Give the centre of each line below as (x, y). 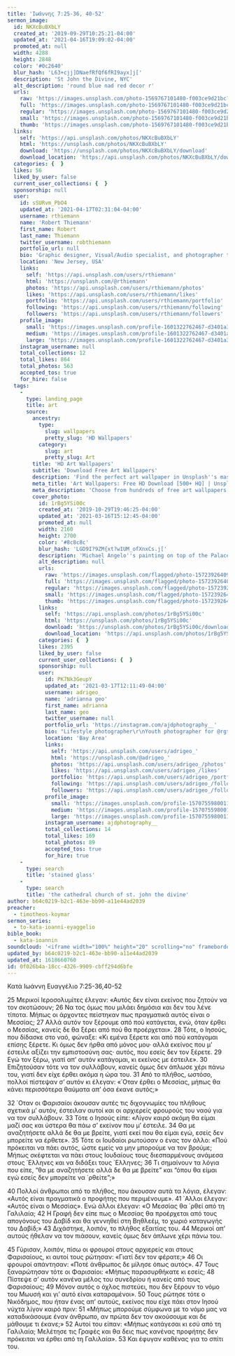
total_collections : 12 (53, 353)
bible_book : (24, 934)
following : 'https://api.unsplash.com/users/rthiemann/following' (124, 307)
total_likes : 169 (70, 836)
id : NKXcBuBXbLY (37, 27)
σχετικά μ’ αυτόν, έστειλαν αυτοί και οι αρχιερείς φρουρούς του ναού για (115, 1110)
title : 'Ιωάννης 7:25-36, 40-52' (56, 14)
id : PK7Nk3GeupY (68, 679)
